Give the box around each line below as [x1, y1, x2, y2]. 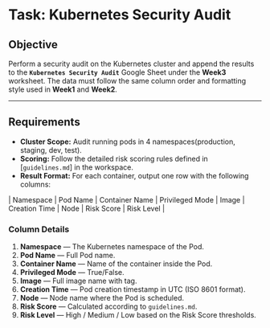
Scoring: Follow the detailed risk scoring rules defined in [19, 154, 209, 163]
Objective [8, 38, 59, 51]
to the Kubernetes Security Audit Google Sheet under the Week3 [8, 68, 227, 77]
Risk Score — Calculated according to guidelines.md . [19, 301, 198, 311]
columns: [19, 179, 51, 189]
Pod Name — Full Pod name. [19, 251, 116, 260]
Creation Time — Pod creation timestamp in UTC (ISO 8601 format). [19, 285, 247, 294]
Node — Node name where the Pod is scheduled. [19, 293, 185, 303]
